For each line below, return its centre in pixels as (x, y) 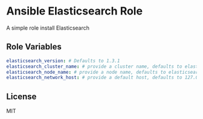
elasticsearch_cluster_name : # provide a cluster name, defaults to (94, 66)
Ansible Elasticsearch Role (75, 11)
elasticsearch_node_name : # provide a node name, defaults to (86, 72)
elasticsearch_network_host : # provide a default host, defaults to (94, 78)
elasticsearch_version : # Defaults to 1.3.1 (63, 61)
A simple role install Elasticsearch (48, 28)
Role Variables (34, 47)
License (21, 96)
